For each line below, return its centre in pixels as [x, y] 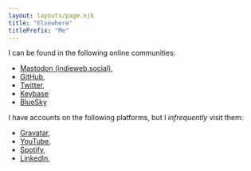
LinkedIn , [35, 158]
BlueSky [33, 102]
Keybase [34, 94]
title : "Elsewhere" [41, 23]
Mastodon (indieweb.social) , [66, 68]
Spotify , [33, 150]
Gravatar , [35, 133]
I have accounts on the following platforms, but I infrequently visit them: [126, 118]
